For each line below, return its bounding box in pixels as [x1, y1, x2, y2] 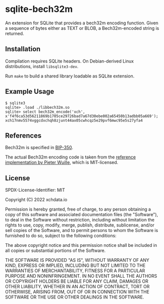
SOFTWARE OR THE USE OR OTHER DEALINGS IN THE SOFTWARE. [5, 294, 144, 300]
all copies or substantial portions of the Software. [5, 247, 106, 254]
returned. [5, 30, 24, 36]
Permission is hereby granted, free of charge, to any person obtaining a [5, 206, 151, 212]
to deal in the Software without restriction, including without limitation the [5, 217, 155, 223]
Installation [5, 45, 41, 53]
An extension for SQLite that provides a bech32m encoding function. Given [5, 20, 159, 26]
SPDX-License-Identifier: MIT [5, 187, 65, 193]
